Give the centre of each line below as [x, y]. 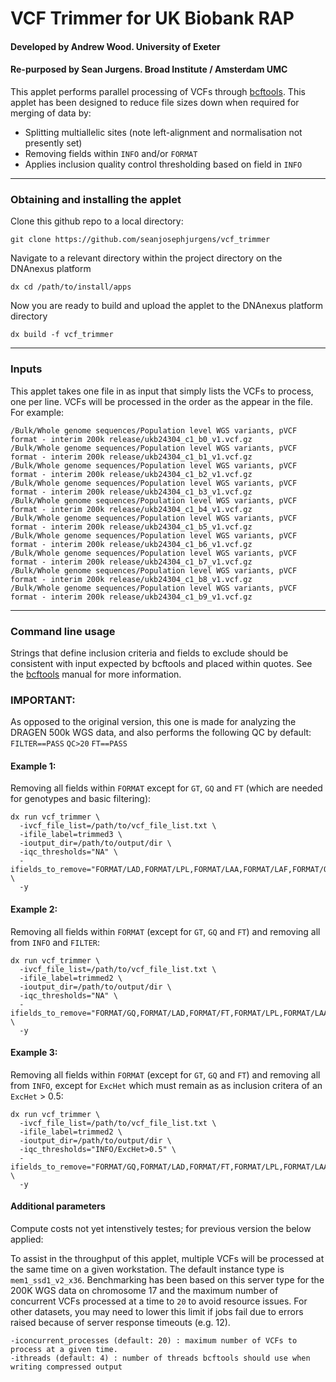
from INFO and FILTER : [55, 942]
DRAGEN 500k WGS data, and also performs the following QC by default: [161, 733]
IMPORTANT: [43, 700]
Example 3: [34, 1053]
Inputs [26, 369]
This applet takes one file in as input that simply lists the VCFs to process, [162, 391]
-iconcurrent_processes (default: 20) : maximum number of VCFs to [154, 1340]
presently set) [53, 143]
